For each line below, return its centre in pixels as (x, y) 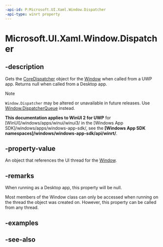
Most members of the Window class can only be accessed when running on (82, 197)
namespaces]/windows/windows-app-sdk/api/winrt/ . (61, 133)
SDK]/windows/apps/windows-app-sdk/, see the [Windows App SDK (75, 128)
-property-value (30, 148)
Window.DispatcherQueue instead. (40, 108)
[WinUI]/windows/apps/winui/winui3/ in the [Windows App (64, 123)
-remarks (20, 176)
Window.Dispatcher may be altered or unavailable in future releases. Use (78, 103)
